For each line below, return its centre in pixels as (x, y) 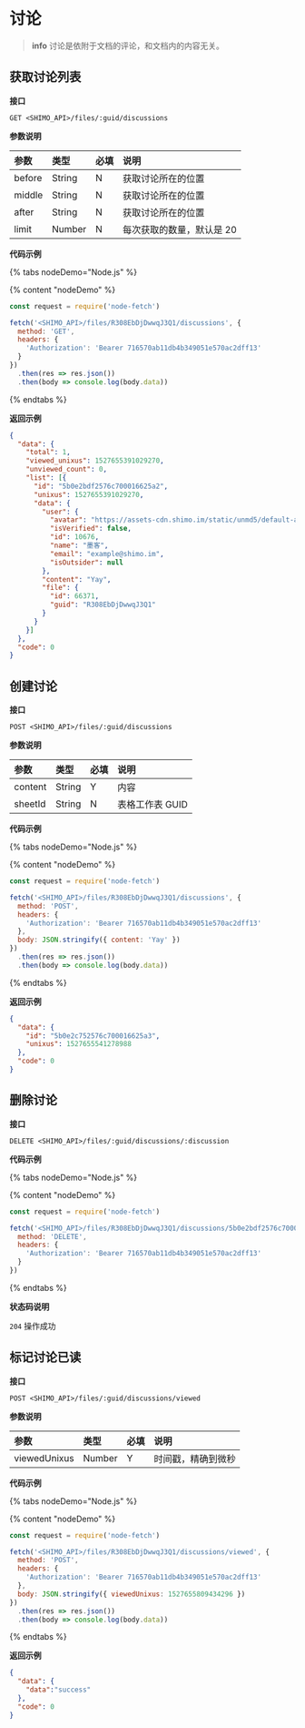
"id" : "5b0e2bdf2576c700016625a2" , (101, 486)
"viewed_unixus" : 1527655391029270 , (95, 461)
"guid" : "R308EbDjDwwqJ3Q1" (103, 605)
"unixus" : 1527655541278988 (79, 1044)
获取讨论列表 (45, 77)
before (28, 178)
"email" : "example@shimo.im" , (107, 554)
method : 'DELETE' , (53, 1236)
